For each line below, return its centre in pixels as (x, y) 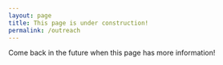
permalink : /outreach (45, 30)
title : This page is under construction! (79, 23)
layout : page (30, 15)
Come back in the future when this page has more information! (112, 53)
